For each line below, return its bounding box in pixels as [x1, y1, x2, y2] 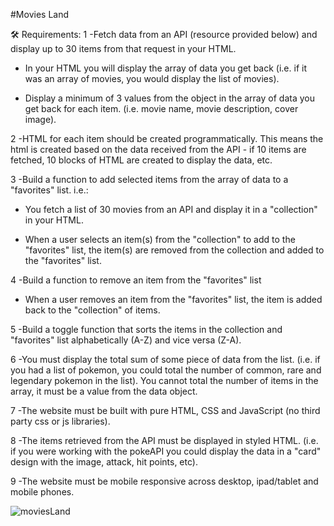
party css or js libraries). [10, 415, 111, 427]
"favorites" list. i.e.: [10, 184, 89, 196]
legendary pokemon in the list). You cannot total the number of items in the [10, 375, 319, 386]
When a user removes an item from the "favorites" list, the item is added [24, 294, 323, 305]
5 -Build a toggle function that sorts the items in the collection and [10, 324, 283, 335]
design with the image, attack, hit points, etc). [10, 456, 198, 468]
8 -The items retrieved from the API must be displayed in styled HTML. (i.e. [10, 435, 319, 446]
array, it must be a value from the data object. [10, 385, 198, 397]
